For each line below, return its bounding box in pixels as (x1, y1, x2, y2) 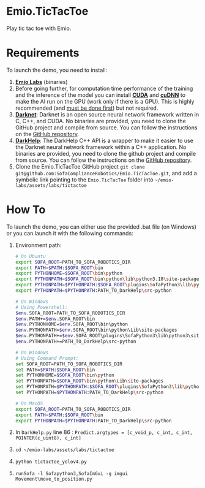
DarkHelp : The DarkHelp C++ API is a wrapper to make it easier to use (15, 137, 194, 144)
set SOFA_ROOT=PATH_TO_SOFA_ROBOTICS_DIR (15, 360, 122, 367)
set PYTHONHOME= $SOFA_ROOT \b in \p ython (15, 372, 114, 378)
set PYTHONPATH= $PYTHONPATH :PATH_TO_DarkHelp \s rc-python (15, 389, 164, 396)
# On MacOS (15, 400, 43, 406)
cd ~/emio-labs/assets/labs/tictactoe (15, 447, 114, 453)
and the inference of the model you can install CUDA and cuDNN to (15, 91, 185, 99)
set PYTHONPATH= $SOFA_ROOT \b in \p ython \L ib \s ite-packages (15, 378, 164, 384)
